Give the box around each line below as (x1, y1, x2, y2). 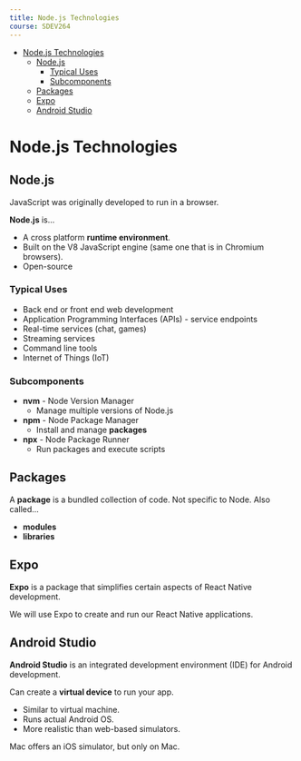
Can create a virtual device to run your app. (9, 687, 174, 697)
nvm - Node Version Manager (22, 396, 134, 407)
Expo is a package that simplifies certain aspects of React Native (9, 581, 252, 592)
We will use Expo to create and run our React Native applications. (9, 608, 254, 619)
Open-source (22, 261, 73, 272)
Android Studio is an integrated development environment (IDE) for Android (9, 659, 293, 670)
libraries (22, 530, 55, 541)
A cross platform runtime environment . (22, 232, 170, 242)
